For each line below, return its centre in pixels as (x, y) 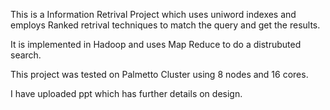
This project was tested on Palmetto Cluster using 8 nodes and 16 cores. (159, 74)
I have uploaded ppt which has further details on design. (126, 93)
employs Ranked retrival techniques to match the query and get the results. (165, 25)
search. (26, 55)
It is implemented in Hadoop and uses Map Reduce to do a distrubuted (156, 44)
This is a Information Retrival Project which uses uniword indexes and (153, 14)
